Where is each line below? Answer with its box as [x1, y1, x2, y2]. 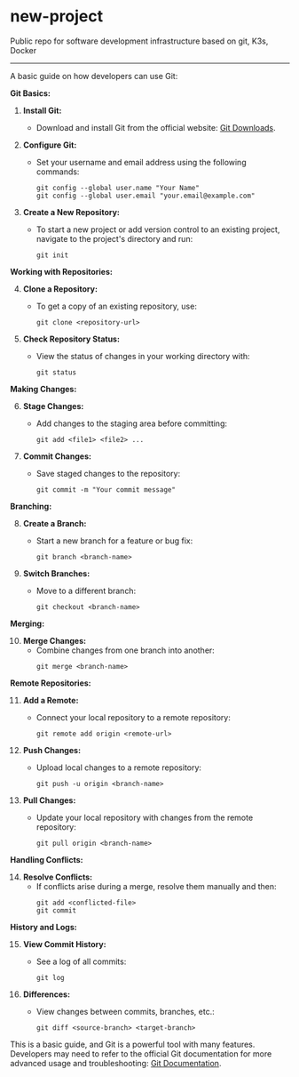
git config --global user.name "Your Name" [35, 183, 201, 192]
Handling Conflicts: [10, 854, 83, 864]
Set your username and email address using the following [35, 157, 247, 167]
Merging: [10, 618, 45, 629]
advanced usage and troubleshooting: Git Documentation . [10, 1057, 222, 1068]
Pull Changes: [22, 794, 76, 806]
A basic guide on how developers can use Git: [10, 70, 178, 81]
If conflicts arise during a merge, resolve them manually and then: [35, 880, 277, 891]
